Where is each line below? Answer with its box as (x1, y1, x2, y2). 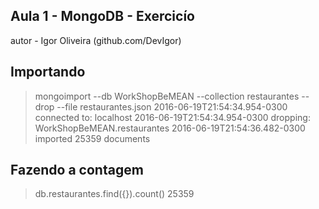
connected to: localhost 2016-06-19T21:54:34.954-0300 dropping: (34, 111, 311, 123)
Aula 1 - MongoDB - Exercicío (10, 8, 195, 25)
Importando (10, 64, 86, 81)
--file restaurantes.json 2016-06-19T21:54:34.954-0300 (56, 100, 288, 113)
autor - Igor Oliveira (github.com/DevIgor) (10, 34, 182, 46)
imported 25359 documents (34, 132, 151, 144)
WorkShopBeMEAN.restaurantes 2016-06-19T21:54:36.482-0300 (34, 122, 306, 134)
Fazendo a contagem (10, 162, 144, 179)
